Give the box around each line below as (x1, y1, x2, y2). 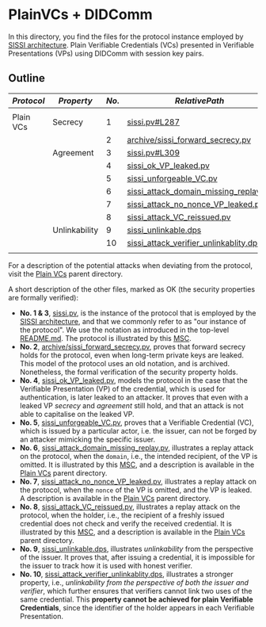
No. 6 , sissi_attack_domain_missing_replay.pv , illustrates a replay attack (19, 442, 254, 453)
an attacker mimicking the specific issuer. (19, 434, 156, 444)
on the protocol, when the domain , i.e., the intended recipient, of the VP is (19, 451, 258, 461)
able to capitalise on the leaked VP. (19, 409, 135, 419)
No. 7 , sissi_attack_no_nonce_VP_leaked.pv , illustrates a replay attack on (19, 476, 257, 486)
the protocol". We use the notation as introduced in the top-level (19, 325, 230, 335)
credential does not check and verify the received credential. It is (19, 518, 232, 528)
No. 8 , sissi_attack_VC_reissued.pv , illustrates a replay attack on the (19, 502, 241, 511)
